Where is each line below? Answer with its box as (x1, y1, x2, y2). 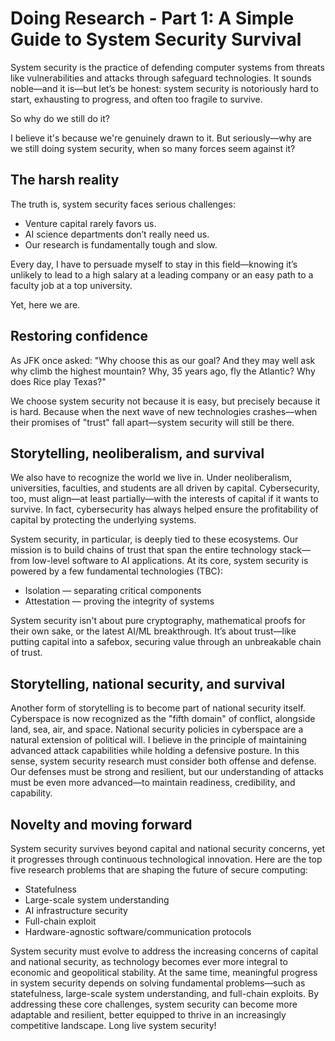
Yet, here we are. (10, 298, 81, 311)
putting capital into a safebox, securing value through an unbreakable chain (10, 636, 322, 648)
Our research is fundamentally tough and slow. (24, 238, 218, 251)
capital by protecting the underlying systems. (10, 514, 197, 526)
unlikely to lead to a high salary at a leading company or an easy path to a (10, 268, 314, 281)
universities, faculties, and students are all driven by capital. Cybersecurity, (10, 482, 320, 494)
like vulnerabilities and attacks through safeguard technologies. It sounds (10, 72, 312, 84)
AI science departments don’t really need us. (24, 228, 210, 240)
